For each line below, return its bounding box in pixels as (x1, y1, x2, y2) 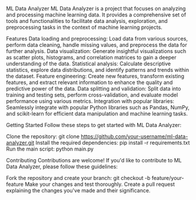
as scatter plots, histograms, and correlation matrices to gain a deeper (6, 54, 177, 61)
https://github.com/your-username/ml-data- (81, 133, 188, 140)
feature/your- (151, 175, 184, 181)
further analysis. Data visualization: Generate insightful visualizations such (6, 48, 187, 55)
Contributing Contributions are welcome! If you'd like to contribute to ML (6, 157, 182, 164)
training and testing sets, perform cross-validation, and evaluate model (6, 91, 178, 98)
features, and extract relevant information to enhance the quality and (6, 79, 173, 86)
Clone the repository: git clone (6, 133, 80, 140)
